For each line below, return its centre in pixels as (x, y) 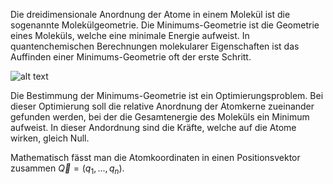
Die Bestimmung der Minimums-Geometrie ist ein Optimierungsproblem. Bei (167, 95)
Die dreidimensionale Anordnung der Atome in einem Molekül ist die (150, 14)
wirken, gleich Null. (50, 138)
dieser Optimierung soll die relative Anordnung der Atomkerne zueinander (162, 106)
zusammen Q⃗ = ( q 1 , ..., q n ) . (67, 169)
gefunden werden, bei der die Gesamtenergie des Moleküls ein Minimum (160, 117)
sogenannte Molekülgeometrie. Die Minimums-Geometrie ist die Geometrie (165, 25)
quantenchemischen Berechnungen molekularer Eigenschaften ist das (155, 46)
